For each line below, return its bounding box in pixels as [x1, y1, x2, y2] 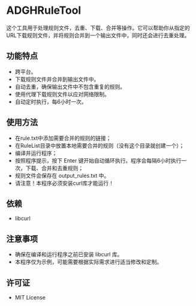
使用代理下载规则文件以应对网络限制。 [14, 91, 110, 98]
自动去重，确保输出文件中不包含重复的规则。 [14, 83, 126, 90]
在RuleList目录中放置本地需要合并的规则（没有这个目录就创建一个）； [14, 142, 185, 149]
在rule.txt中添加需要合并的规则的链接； [14, 134, 112, 142]
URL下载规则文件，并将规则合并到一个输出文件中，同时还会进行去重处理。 [6, 31, 190, 39]
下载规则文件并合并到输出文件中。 [14, 76, 99, 83]
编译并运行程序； [14, 149, 58, 157]
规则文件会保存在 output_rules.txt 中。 [14, 172, 110, 179]
